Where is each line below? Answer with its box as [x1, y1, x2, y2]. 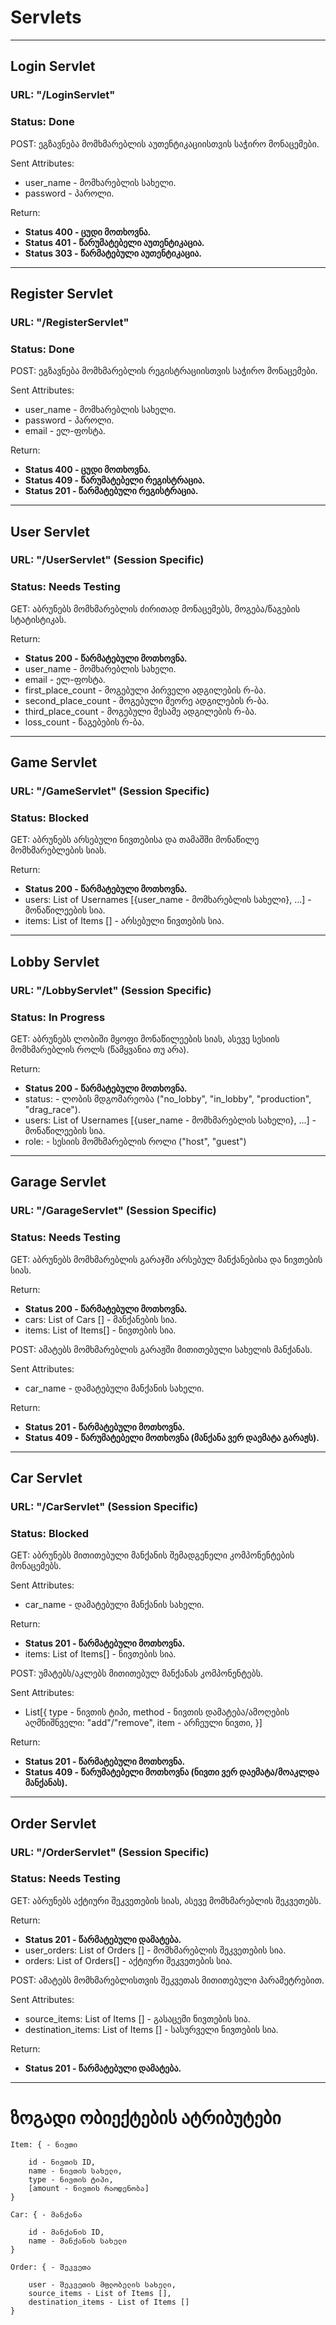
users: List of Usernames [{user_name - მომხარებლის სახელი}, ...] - [24, 894, 312, 906]
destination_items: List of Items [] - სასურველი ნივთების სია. [24, 2023, 279, 2035]
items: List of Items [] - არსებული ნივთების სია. [24, 915, 225, 927]
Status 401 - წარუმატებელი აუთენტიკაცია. [24, 236, 205, 248]
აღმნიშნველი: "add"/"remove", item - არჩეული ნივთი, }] [24, 1717, 263, 1729]
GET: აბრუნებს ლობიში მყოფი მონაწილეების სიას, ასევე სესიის [10, 1032, 280, 1045]
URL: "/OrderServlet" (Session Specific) [10, 1845, 210, 1859]
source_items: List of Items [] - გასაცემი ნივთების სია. [24, 2012, 251, 2025]
